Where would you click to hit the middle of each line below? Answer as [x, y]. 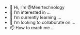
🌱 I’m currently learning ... [35, 17]
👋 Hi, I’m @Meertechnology [37, 7]
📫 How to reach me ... [32, 28]
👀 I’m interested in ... [30, 12]
